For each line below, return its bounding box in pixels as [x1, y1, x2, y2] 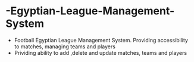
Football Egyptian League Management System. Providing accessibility [14, 36, 189, 44]
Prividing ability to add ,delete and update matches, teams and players [14, 49, 187, 56]
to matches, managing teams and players [14, 43, 115, 50]
